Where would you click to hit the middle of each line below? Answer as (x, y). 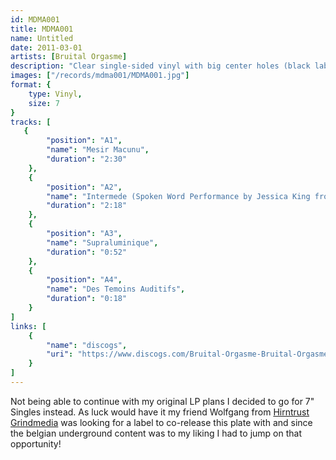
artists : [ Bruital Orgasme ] (69, 57)
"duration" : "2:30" (87, 159)
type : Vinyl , (55, 94)
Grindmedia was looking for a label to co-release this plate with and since (161, 422)
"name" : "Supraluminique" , (102, 242)
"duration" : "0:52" (87, 252)
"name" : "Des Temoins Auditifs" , (116, 289)
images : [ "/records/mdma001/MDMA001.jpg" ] (100, 76)
